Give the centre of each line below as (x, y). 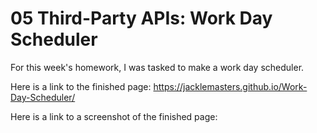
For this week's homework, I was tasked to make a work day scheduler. (157, 67)
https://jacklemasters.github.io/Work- (230, 86)
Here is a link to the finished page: (81, 86)
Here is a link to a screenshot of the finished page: (114, 116)
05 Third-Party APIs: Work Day (141, 18)
